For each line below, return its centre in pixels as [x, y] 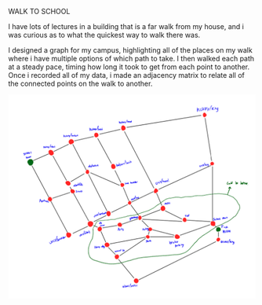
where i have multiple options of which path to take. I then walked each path [131, 59]
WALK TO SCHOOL [39, 11]
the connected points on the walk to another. [80, 83]
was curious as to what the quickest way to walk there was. [104, 35]
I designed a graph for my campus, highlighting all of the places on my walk [130, 50]
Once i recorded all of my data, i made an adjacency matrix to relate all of [127, 75]
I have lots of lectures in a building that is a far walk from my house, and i [126, 26]
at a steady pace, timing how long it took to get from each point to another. [129, 67]
